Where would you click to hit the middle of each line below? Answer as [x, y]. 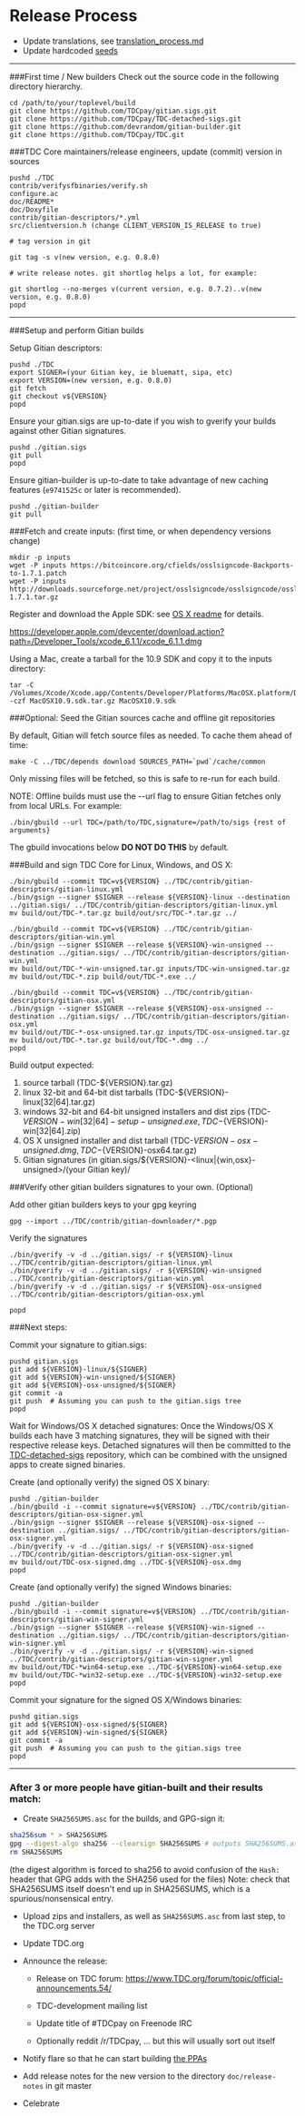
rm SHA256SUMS [36, 1852]
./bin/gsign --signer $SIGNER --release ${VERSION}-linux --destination [150, 897]
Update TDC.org [53, 1943]
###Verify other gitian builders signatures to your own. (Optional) [132, 1186]
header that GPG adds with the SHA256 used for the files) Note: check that [150, 1879]
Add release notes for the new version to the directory [123, 2076]
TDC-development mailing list [92, 2005]
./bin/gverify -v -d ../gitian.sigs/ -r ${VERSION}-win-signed [132, 1651]
